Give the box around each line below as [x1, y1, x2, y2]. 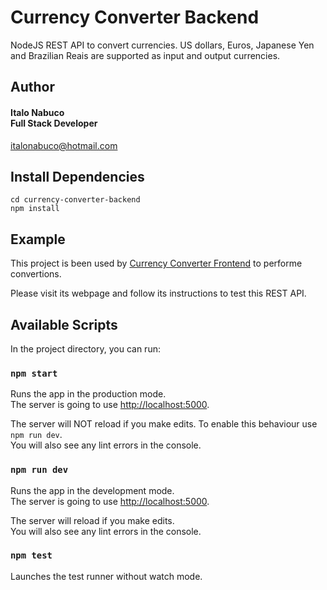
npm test [10, 550, 53, 561]
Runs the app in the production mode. [10, 388, 167, 400]
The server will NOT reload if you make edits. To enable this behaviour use [10, 418, 318, 430]
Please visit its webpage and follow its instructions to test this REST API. [10, 287, 307, 300]
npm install [10, 204, 60, 214]
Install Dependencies [10, 168, 145, 185]
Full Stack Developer [10, 117, 98, 129]
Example [10, 231, 66, 248]
